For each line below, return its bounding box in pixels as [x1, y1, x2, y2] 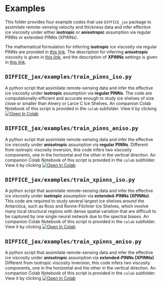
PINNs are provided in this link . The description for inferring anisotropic [5, 49, 148, 55]
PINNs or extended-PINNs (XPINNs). [5, 34, 78, 40]
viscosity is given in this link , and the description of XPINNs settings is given [5, 54, 158, 60]
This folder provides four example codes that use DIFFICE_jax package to [5, 19, 151, 25]
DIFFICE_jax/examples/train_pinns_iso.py [5, 73, 132, 80]
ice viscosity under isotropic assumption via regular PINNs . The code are [5, 90, 152, 96]
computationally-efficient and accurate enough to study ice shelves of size [5, 95, 154, 101]
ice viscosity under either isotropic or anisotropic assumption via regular [5, 29, 151, 35]
